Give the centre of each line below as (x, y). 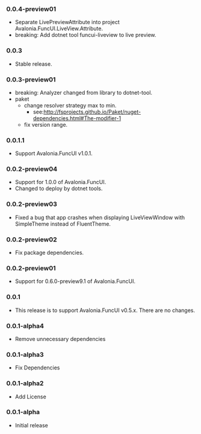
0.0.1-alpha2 (25, 383)
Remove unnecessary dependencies (60, 339)
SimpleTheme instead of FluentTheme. (63, 224)
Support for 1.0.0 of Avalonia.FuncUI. (60, 182)
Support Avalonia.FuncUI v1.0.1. (54, 153)
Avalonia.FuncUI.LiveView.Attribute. (59, 28)
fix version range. (46, 124)
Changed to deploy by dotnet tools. (59, 188)
